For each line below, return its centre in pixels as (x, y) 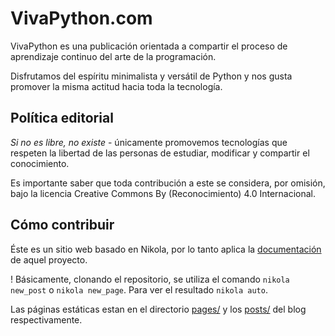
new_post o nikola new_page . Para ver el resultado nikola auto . (139, 289)
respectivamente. (46, 319)
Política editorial (62, 118)
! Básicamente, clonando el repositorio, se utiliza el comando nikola (150, 279)
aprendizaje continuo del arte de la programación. (113, 56)
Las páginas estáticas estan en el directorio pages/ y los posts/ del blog (158, 309)
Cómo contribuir (62, 225)
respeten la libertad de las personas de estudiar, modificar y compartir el (160, 153)
